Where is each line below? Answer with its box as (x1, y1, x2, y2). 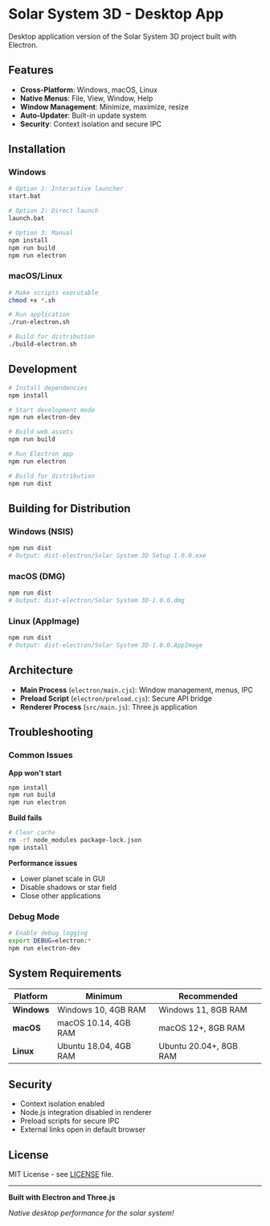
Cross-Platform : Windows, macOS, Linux (19, 85, 158, 94)
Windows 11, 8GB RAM (158, 1004, 247, 1015)
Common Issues (8, 750, 74, 761)
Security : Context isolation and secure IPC (19, 118, 162, 129)
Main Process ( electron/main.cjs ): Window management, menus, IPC (19, 685, 253, 694)
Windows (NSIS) (8, 525, 74, 536)
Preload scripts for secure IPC (19, 1116, 121, 1126)
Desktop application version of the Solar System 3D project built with (8, 31, 237, 41)
